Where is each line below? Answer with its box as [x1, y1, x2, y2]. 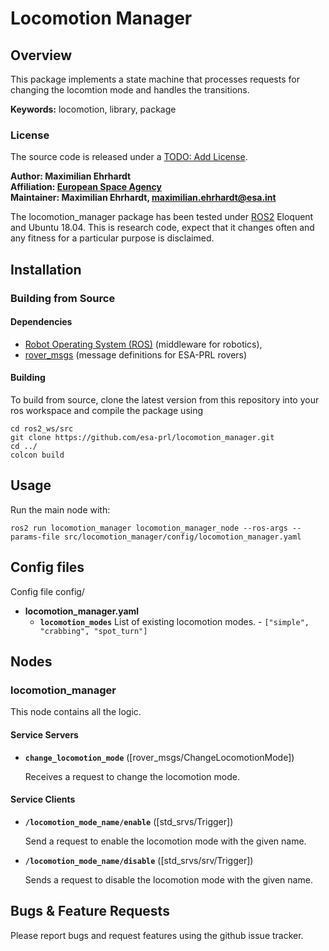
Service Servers [10, 728, 79, 741]
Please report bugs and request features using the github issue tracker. [10, 929, 304, 941]
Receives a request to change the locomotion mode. [24, 770, 240, 782]
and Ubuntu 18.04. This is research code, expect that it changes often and [10, 222, 315, 234]
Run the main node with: [10, 503, 111, 516]
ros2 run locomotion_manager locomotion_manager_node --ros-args [10, 523, 288, 533]
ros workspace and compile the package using [10, 405, 204, 417]
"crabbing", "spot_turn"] [39, 626, 148, 636]
